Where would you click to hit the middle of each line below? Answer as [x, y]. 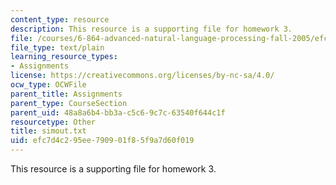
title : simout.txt [48, 131]
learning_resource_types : [64, 57]
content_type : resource [60, 19]
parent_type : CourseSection [69, 103]
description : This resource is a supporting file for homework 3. [151, 29]
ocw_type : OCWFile [48, 85]
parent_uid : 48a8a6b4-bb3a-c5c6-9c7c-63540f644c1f [118, 112]
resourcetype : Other [53, 122]
